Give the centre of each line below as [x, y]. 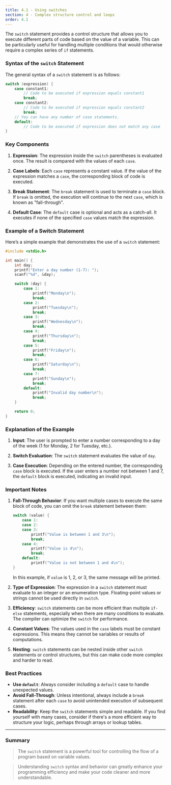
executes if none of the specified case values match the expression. [84, 218]
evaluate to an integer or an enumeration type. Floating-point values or [87, 592]
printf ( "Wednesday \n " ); [58, 322]
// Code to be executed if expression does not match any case [92, 126]
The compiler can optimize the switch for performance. [70, 619]
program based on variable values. [54, 757]
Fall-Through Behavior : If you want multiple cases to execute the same [88, 501]
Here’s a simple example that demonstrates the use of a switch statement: [83, 242]
